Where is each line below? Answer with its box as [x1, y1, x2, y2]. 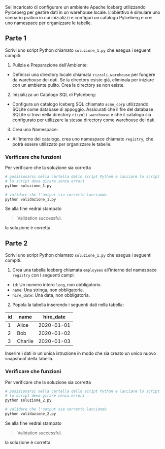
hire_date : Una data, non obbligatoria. [12, 292, 90, 298]
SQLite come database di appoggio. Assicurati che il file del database [12, 106, 154, 112]
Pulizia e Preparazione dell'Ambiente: [12, 62, 88, 68]
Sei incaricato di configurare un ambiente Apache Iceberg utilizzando [5, 4, 146, 10]
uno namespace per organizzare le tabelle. [5, 20, 92, 26]
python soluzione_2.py [5, 398, 52, 403]
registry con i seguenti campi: [12, 272, 75, 278]
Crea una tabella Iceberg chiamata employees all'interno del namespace [12, 267, 157, 273]
